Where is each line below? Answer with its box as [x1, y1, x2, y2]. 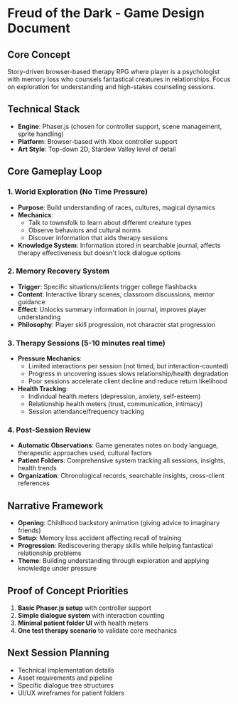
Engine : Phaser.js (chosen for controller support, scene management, [17, 122, 222, 130]
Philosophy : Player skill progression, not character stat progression [17, 320, 215, 328]
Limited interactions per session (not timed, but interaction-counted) [28, 362, 229, 371]
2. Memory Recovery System [7, 266, 110, 276]
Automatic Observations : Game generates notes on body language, [17, 441, 219, 450]
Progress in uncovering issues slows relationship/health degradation [28, 369, 229, 378]
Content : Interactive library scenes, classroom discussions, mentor [17, 290, 215, 299]
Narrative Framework [7, 499, 104, 512]
